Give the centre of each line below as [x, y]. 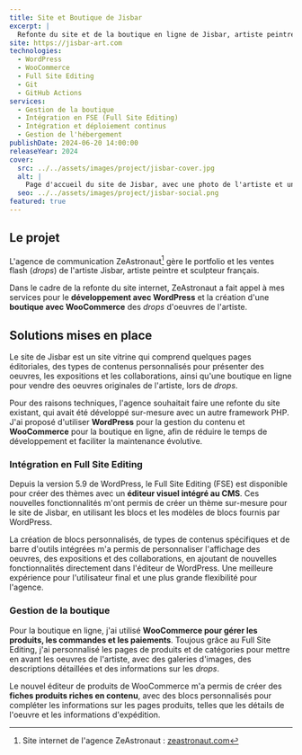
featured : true [38, 202]
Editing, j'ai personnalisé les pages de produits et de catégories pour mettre [150, 649]
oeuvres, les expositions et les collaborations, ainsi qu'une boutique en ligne [151, 376]
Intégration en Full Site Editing [76, 465]
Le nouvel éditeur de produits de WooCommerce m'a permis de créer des [146, 686]
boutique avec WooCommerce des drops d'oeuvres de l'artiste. [129, 307]
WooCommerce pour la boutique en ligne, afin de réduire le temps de [138, 431]
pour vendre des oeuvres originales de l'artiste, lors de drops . [124, 386]
